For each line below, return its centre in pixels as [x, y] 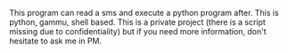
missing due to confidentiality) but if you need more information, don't [138, 31]
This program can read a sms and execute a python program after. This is [144, 13]
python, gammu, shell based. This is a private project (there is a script [137, 22]
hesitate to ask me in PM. [56, 41]
